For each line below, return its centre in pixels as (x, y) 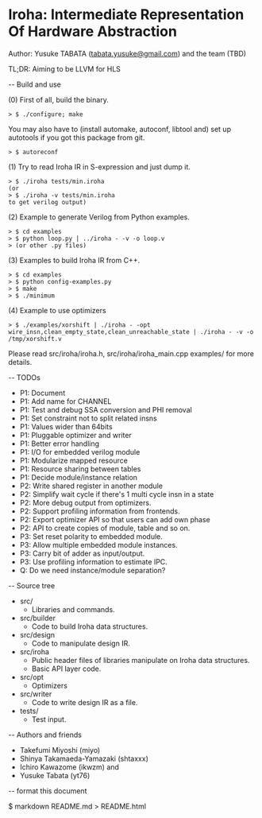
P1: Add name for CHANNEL (65, 401)
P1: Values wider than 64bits (66, 426)
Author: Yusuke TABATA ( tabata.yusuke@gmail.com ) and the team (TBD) (127, 53)
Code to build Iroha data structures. (90, 626)
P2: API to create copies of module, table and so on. (105, 528)
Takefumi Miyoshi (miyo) (60, 750)
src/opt (31, 676)
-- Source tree (32, 585)
